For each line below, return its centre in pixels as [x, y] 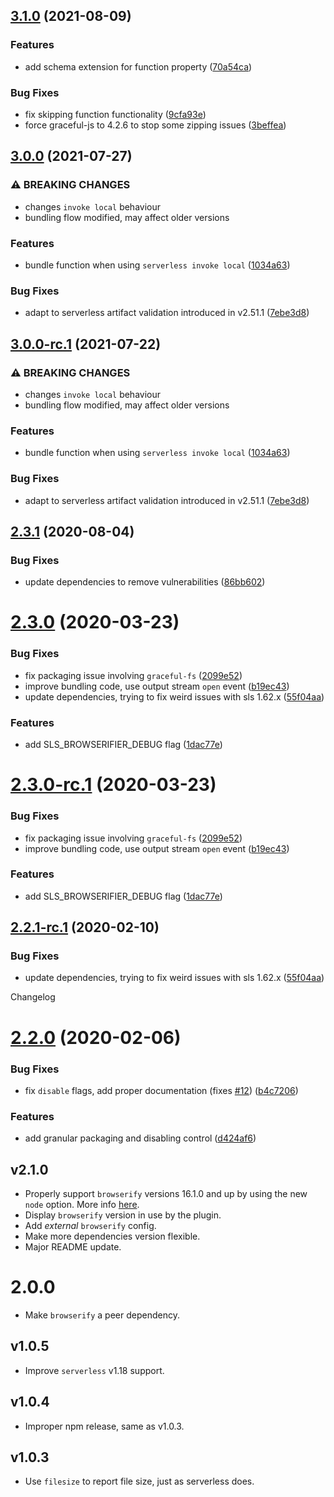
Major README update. [73, 1247]
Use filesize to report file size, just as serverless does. [139, 1481]
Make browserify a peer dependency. [102, 1315]
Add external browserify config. [90, 1226]
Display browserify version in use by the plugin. [123, 1215]
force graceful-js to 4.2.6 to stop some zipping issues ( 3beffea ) [155, 125]
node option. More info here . [82, 1205]
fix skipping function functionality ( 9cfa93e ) [115, 114]
